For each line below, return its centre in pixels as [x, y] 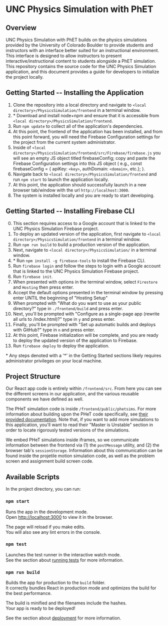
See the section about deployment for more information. [63, 618]
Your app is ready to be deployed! [40, 608]
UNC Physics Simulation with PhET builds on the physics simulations [76, 40]
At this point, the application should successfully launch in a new [79, 184]
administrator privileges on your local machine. [54, 361]
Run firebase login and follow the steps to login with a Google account [87, 266]
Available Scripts [32, 477]
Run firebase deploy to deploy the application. [61, 346]
